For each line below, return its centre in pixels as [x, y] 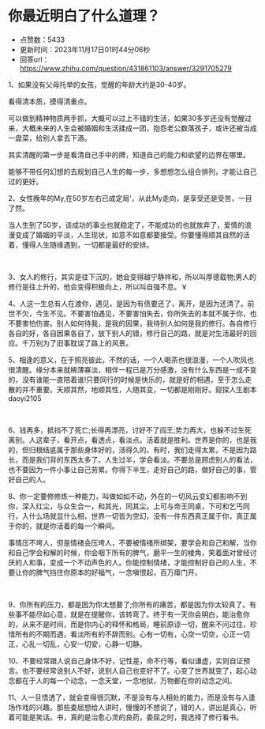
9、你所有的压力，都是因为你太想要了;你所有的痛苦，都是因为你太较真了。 [129, 604]
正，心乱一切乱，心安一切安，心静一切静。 [77, 644]
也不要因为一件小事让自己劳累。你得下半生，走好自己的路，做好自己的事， [129, 469]
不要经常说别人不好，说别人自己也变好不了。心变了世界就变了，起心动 [143, 670]
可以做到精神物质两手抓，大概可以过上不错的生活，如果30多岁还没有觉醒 [127, 118]
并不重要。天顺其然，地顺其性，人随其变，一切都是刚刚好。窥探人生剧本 [139, 389]
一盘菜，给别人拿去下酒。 [50, 138]
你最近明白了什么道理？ [84, 16]
